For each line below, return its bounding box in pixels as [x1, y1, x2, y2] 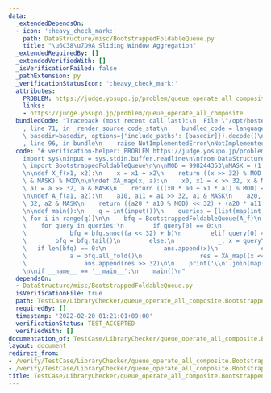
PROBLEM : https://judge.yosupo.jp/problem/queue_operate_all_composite [23, 94, 269, 102]
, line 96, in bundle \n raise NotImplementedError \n [23, 139, 215, 148]
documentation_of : [8, 334, 70, 343]
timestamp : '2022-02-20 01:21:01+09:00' [15, 311, 153, 320]
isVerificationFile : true [15, 290, 103, 298]
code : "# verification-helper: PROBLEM [15, 147, 150, 155]
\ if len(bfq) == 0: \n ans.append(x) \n [23, 245, 219, 253]
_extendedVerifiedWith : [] [15, 57, 106, 65]
